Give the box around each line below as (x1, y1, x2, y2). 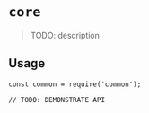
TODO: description (30, 30, 101, 40)
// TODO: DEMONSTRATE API (8, 95, 105, 104)
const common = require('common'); (8, 80, 142, 89)
